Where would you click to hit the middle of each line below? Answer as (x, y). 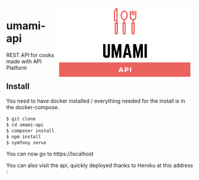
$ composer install (30, 131)
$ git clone (21, 119)
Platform (17, 67)
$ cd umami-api (25, 125)
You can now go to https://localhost (50, 154)
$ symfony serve (26, 142)
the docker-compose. (33, 107)
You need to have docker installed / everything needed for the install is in (96, 101)
